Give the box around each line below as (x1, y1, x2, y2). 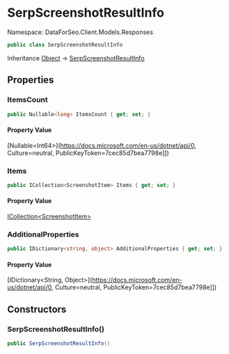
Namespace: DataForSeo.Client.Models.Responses (7, 28, 153, 36)
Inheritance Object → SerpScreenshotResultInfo (7, 54, 145, 62)
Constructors (7, 303, 67, 315)
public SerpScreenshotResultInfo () (7, 340, 111, 347)
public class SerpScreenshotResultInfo (7, 41, 123, 48)
